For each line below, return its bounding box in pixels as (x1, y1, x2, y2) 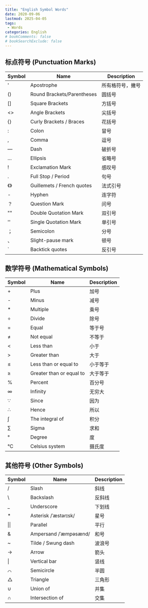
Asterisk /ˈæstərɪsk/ (30, 512, 75, 519)
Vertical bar (30, 558, 57, 565)
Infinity (30, 388, 46, 395)
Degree (30, 434, 48, 441)
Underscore (30, 503, 57, 510)
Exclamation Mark (30, 164, 72, 170)
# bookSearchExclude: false (5, 39, 62, 44)
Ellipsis (30, 154, 46, 161)
